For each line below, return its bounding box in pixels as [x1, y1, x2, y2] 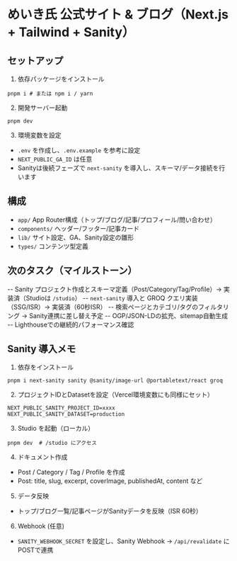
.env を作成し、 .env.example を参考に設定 [17, 146, 141, 154]
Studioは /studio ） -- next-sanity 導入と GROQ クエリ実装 [25, 293, 198, 302]
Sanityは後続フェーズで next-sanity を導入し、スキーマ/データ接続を [17, 164, 219, 172]
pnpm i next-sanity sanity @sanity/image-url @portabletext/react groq [7, 377, 223, 385]
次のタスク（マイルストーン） [7, 265, 137, 277]
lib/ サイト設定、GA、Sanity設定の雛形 [17, 233, 134, 242]
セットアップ [7, 55, 64, 67]
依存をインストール [17, 363, 74, 372]
